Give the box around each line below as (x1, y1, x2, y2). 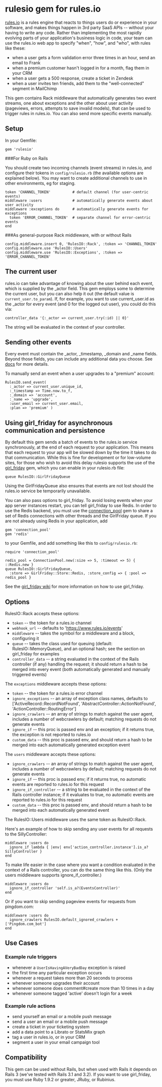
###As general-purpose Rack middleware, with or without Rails (5, 232, 132, 238)
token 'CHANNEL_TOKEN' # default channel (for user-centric (5, 189, 149, 195)
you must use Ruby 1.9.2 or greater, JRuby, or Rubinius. (5, 1076, 115, 1082)
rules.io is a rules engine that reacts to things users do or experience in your (5, 19, 158, 25)
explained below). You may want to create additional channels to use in (5, 175, 147, 181)
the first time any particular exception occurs (12, 970, 102, 975)
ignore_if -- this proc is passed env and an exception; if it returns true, (12, 727, 155, 732)
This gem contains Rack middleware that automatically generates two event (5, 95, 157, 100)
